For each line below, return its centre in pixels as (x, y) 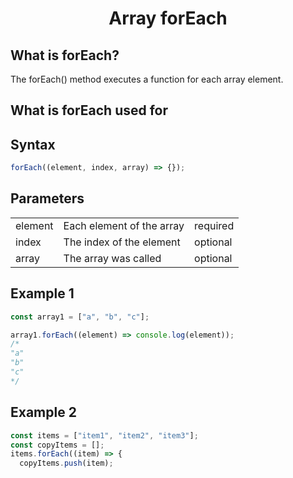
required (214, 225)
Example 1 (42, 293)
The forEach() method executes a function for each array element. (147, 79)
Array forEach (168, 18)
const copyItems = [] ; (57, 445)
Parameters (47, 198)
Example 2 (43, 412)
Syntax (33, 144)
